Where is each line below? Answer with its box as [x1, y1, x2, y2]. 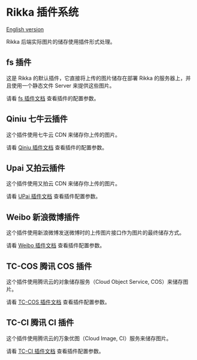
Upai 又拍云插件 [6, 163, 65, 173]
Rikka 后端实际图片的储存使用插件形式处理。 [6, 38, 116, 45]
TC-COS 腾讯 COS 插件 [6, 261, 92, 271]
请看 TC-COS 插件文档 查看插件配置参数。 [6, 298, 111, 305]
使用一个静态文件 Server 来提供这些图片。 [11, 82, 115, 89]
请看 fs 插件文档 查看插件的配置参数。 [6, 94, 100, 102]
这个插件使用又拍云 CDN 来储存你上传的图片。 [6, 180, 121, 187]
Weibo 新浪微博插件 [6, 212, 80, 222]
